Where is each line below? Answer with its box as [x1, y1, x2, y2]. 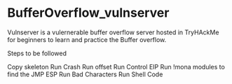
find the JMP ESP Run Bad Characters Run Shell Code [7, 70, 163, 78]
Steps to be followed [7, 49, 67, 57]
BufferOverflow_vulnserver [7, 5, 170, 21]
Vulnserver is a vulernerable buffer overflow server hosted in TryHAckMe [7, 28, 219, 36]
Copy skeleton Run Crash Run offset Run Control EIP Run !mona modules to [7, 62, 226, 71]
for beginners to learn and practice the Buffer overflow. [7, 35, 167, 43]
